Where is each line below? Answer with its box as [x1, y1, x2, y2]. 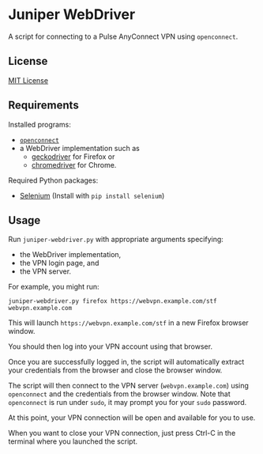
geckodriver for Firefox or [31, 152, 115, 161]
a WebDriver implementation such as [19, 143, 140, 153]
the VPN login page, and [19, 259, 100, 268]
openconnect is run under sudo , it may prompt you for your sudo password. [8, 398, 247, 407]
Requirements [8, 99, 79, 112]
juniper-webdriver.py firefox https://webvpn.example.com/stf [8, 297, 217, 305]
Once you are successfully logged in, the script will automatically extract [8, 358, 245, 367]
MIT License [8, 75, 49, 85]
